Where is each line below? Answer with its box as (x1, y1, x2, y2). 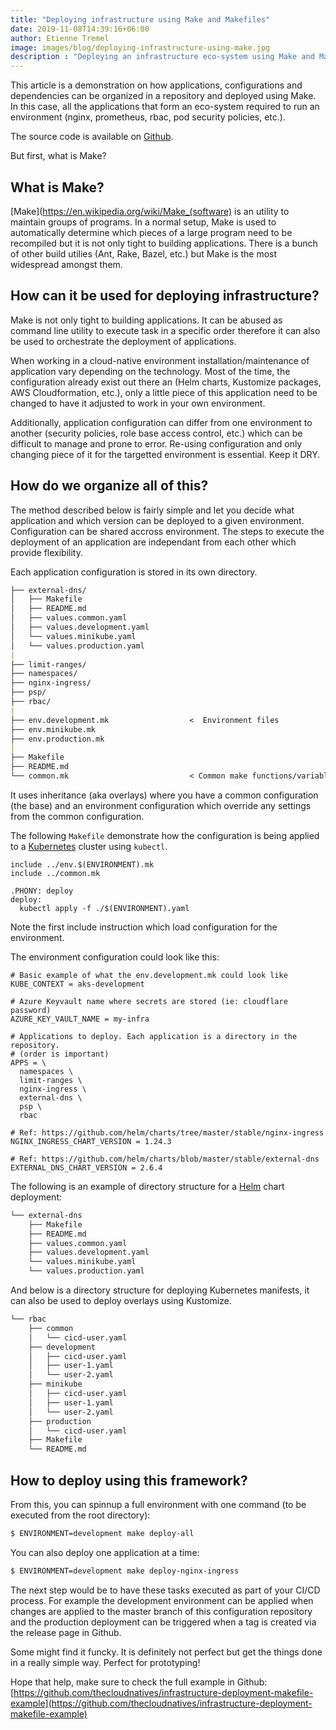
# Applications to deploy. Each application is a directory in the (10, 1031, 298, 1041)
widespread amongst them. (10, 258, 123, 270)
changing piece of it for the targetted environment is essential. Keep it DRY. (10, 448, 321, 460)
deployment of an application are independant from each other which (10, 536, 297, 548)
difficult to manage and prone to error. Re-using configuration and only (10, 437, 303, 450)
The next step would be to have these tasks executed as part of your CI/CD (10, 1584, 321, 1596)
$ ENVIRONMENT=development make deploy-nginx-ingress (10, 1566, 240, 1576)
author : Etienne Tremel (10, 33, 110, 43)
